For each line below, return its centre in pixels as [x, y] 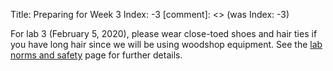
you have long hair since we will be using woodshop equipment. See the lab [166, 44]
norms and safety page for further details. [96, 55]
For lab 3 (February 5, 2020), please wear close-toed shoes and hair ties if [164, 33]
